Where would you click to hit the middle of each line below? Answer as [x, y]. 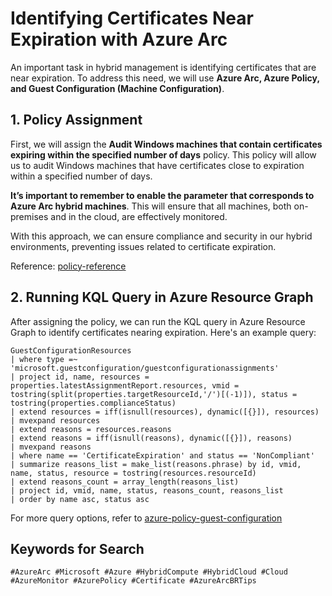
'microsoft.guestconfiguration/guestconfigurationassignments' [145, 368]
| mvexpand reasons [51, 447]
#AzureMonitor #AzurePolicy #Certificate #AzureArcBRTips [133, 581]
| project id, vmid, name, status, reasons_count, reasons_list [147, 490]
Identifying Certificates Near [132, 18]
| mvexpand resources [55, 420]
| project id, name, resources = [80, 377]
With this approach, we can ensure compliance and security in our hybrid [161, 236]
